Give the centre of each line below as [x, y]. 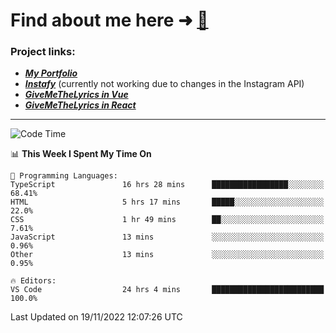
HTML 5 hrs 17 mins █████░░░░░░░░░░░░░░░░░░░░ [167, 202]
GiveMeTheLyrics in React [80, 105]
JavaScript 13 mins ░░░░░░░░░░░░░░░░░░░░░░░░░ [167, 237]
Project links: [43, 52]
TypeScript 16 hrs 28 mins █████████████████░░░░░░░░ [167, 185]
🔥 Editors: [33, 281]
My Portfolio [51, 73]
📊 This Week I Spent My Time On [81, 154]
